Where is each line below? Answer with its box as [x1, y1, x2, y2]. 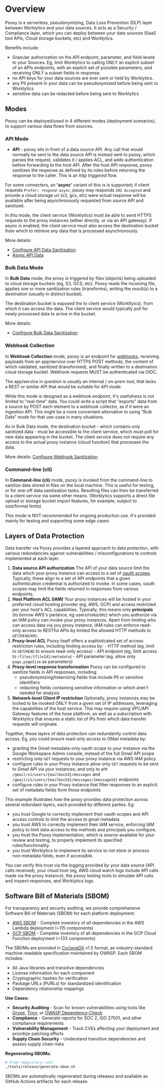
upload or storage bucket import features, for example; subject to [5, 498, 137, 504]
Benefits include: [5, 45, 39, 50]
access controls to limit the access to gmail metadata [12, 816, 120, 822]
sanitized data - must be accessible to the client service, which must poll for [5, 429, 159, 435]
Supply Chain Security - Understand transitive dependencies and [12, 1036, 146, 1041]
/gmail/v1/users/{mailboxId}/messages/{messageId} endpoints [12, 776, 139, 782]
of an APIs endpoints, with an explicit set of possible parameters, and [12, 65, 152, 71]
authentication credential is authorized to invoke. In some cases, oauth [12, 580, 155, 586]
